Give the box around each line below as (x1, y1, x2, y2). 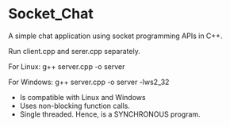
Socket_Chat (8, 5, 94, 23)
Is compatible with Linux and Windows (19, 92, 146, 102)
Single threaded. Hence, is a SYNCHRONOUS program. (19, 109, 201, 119)
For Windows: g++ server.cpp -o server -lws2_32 (8, 77, 170, 87)
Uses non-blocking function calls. (19, 101, 131, 110)
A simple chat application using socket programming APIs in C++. (8, 31, 223, 40)
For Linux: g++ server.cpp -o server (8, 61, 125, 71)
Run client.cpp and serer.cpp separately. (8, 46, 140, 56)
